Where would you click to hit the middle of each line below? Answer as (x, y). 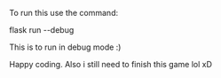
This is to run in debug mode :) (65, 47)
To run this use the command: (63, 13)
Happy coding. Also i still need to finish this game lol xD (111, 64)
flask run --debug (42, 30)
